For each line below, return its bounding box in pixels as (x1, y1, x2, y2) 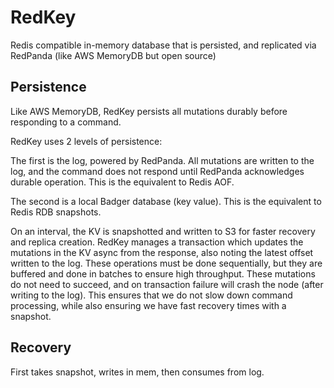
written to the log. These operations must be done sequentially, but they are (10, 257, 323, 269)
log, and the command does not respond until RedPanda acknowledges (10, 165, 305, 177)
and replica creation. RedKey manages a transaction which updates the (10, 236, 304, 248)
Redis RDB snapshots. (10, 206, 102, 218)
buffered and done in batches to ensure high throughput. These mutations (10, 267, 316, 280)
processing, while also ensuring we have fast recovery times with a (10, 299, 287, 311)
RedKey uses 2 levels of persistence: (10, 135, 163, 147)
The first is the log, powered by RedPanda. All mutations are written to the (10, 154, 315, 166)
